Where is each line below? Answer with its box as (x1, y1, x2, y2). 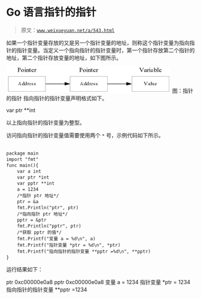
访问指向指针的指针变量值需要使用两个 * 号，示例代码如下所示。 (6, 131, 165, 138)
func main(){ (6, 162, 39, 168)
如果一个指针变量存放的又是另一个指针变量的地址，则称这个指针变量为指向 (6, 39, 190, 46)
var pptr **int (17, 180, 55, 186)
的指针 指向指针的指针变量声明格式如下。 (6, 94, 108, 102)
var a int (17, 168, 42, 174)
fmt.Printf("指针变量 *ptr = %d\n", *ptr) (17, 242, 121, 248)
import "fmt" (6, 156, 39, 162)
